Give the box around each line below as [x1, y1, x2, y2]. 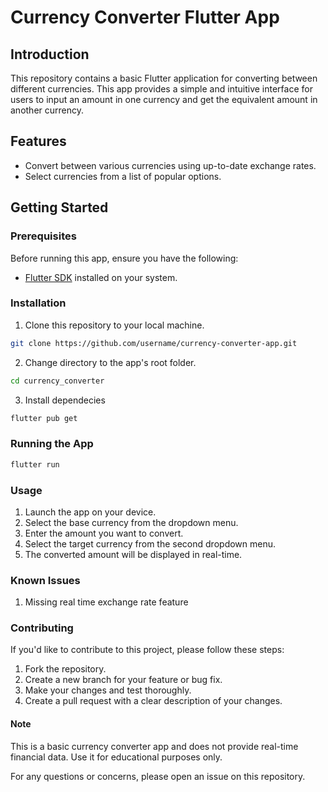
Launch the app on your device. [24, 506, 157, 518]
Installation [10, 296, 67, 310]
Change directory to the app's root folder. [24, 356, 197, 368]
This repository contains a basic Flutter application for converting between [10, 72, 318, 84]
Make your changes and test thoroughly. [24, 684, 192, 696]
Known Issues [10, 573, 81, 587]
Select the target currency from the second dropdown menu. [24, 537, 277, 550]
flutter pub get [10, 413, 78, 423]
